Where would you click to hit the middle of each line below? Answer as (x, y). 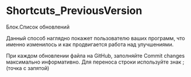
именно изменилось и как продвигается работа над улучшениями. (90, 44)
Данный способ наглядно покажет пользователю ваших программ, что (95, 38)
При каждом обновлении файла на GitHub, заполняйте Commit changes (95, 55)
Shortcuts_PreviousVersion (74, 11)
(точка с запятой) (28, 68)
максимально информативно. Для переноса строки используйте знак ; (95, 62)
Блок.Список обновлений (38, 27)
